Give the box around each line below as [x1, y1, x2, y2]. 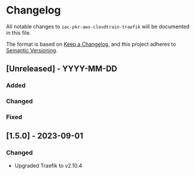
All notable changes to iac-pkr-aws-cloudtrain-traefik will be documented [6, 23, 190, 30]
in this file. [6, 29, 31, 36]
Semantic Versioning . [6, 46, 58, 53]
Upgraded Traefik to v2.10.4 [14, 162, 82, 169]
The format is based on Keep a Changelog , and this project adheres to [6, 41, 176, 48]
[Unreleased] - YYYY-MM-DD [6, 64, 117, 74]
